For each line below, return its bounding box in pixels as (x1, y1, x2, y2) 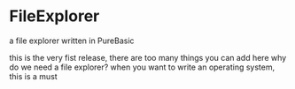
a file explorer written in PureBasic (9, 35, 135, 46)
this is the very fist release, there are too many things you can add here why (9, 52, 287, 63)
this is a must (9, 70, 58, 81)
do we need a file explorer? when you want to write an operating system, (9, 62, 276, 72)
